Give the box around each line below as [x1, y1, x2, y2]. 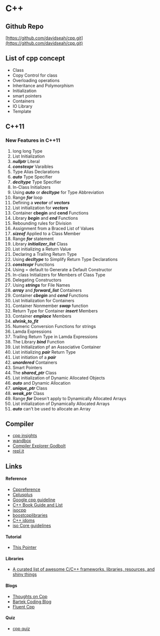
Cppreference [12, 486, 41, 492]
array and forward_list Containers [12, 287, 82, 293]
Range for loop [12, 195, 43, 200]
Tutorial [5, 534, 22, 539]
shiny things [12, 571, 37, 577]
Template [12, 108, 31, 114]
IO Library [12, 103, 33, 109]
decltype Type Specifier [12, 179, 61, 185]
